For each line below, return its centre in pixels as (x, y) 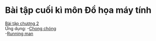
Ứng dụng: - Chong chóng (31, 28)
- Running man (19, 33)
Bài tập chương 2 (22, 23)
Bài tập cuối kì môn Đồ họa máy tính (78, 10)
